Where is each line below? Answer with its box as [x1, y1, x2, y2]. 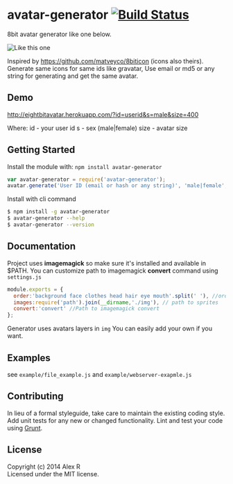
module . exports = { [7, 286, 64, 293]
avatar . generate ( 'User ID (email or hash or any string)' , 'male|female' [7, 182, 225, 189]
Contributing [7, 390, 64, 403]
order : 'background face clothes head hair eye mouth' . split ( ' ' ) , [13, 292, 209, 299]
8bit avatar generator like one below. [7, 30, 112, 38]
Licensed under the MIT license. [7, 469, 99, 478]
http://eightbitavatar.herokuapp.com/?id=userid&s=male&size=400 [7, 110, 199, 118]
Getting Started [7, 144, 76, 156]
